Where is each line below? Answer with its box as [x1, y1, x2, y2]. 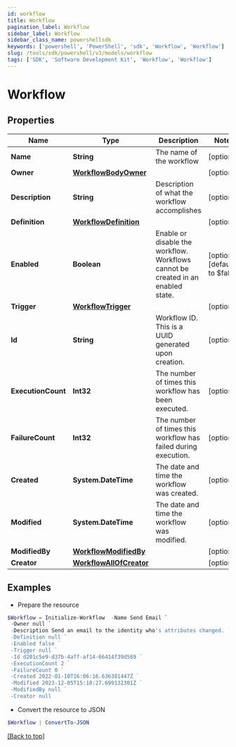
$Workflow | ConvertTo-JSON [7, 719, 90, 726]
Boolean [72, 259, 101, 268]
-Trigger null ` [10, 646, 58, 654]
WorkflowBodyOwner [72, 167, 147, 177]
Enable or [155, 228, 188, 238]
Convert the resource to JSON [17, 705, 105, 714]
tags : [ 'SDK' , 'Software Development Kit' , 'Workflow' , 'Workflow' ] [7, 56, 212, 63]
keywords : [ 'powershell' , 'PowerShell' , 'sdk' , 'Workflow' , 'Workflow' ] [7, 43, 225, 50]
